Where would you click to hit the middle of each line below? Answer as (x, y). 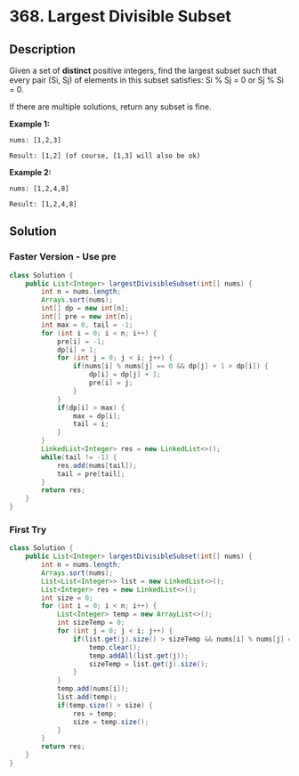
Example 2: (30, 172)
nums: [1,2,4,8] (39, 189)
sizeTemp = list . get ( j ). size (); (149, 664)
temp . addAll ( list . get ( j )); (139, 656)
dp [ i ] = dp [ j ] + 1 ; (125, 375)
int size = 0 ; (67, 598)
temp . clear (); (115, 647)
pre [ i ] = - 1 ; (81, 341)
